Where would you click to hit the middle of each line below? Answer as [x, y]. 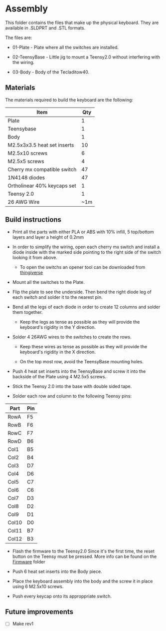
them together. [28, 312]
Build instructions [33, 220]
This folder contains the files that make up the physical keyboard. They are [82, 23]
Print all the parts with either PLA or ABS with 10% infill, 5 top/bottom [83, 232]
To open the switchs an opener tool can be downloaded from [83, 267]
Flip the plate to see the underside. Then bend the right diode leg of [82, 292]
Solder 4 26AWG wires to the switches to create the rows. [72, 337]
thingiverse [31, 272]
